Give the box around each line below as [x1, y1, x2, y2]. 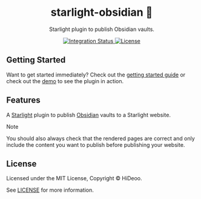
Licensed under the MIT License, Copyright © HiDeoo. [6, 175, 142, 182]
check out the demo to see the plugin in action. [6, 77, 124, 84]
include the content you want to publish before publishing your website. [6, 141, 185, 148]
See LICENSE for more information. [6, 186, 94, 194]
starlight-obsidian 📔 [50, 5, 153, 19]
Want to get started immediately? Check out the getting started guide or [6, 71, 186, 78]
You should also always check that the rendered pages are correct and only [6, 135, 195, 142]
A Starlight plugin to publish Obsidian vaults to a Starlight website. [6, 111, 171, 118]
